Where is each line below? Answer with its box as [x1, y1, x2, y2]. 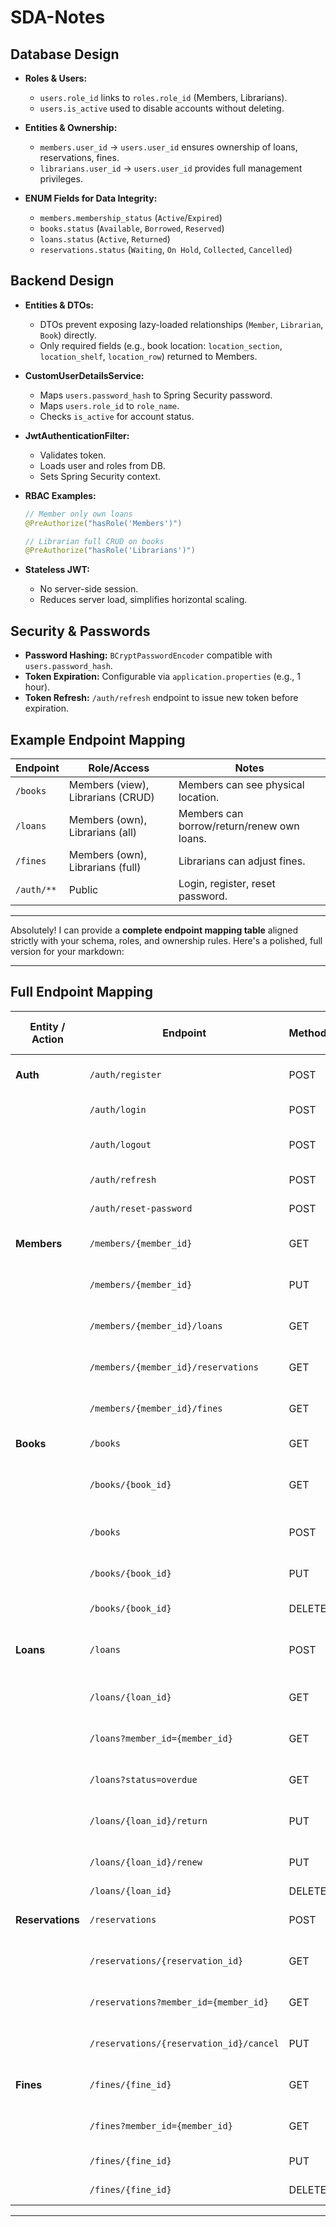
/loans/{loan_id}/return [89, 1815, 208, 1826]
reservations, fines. [39, 152, 120, 163]
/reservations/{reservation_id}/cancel [89, 2037, 280, 2049]
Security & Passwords [10, 622, 151, 640]
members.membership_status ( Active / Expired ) [39, 212, 223, 223]
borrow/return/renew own [178, 819, 300, 833]
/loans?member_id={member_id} [89, 1732, 233, 1744]
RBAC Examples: [24, 489, 97, 501]
